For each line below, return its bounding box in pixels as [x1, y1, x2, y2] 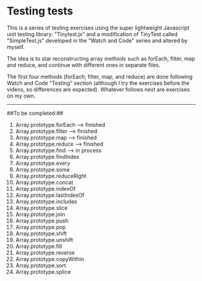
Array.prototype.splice [15, 268, 71, 275]
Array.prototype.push [15, 217, 69, 224]
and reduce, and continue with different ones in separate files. [7, 61, 161, 69]
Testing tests [7, 4, 74, 18]
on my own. [7, 92, 36, 99]
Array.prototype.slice [15, 204, 68, 211]
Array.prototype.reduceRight [15, 172, 86, 179]
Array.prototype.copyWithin [15, 255, 85, 262]
